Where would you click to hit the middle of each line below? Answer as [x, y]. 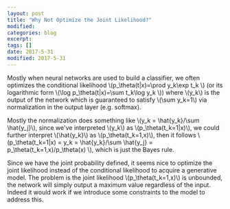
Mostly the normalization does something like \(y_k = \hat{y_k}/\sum [104, 120]
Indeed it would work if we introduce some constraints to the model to [106, 192]
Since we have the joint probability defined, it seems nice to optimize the [110, 163]
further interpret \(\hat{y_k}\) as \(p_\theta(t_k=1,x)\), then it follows [102, 135]
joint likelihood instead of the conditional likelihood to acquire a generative [112, 170]
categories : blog [32, 33]
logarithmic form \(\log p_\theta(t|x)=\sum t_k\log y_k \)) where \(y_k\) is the [114, 92]
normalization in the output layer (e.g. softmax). [74, 107]
